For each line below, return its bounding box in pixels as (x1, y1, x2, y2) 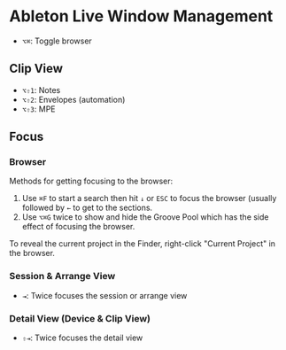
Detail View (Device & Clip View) (9, 312, 151, 324)
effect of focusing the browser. (21, 222, 135, 232)
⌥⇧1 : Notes (21, 84, 61, 95)
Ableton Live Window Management (9, 6, 274, 27)
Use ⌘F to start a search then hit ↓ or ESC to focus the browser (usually (21, 193, 277, 204)
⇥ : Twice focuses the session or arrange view (21, 290, 188, 300)
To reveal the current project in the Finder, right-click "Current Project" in (9, 238, 276, 249)
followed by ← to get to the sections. (21, 202, 153, 214)
